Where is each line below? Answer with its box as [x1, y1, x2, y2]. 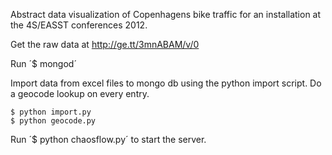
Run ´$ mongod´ [10, 58, 77, 69]
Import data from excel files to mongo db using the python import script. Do [10, 77, 322, 89]
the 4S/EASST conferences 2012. [10, 19, 148, 31]
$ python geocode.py [10, 116, 97, 126]
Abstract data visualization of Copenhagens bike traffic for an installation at [10, 9, 322, 20]
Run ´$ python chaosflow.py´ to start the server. [10, 134, 207, 145]
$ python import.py [10, 107, 92, 117]
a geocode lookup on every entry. [10, 88, 150, 99]
